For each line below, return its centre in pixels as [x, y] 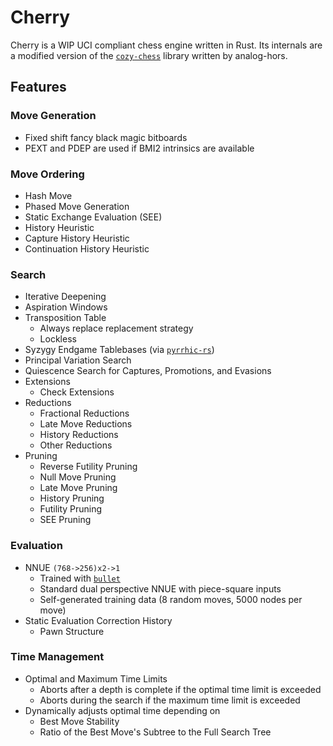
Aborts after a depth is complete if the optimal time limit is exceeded [180, 689]
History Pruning [72, 498]
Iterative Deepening [65, 297]
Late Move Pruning [78, 488]
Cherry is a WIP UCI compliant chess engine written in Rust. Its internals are [166, 45]
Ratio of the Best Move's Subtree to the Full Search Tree [155, 732]
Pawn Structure [72, 631]
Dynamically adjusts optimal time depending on [122, 710]
